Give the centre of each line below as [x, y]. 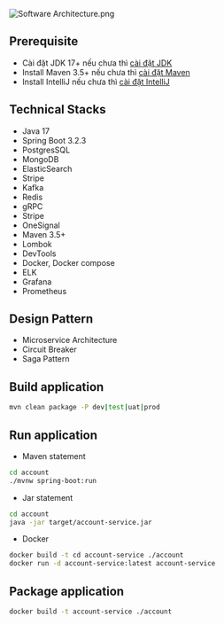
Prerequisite [44, 41]
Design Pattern [51, 319]
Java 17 [36, 131]
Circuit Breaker [49, 349]
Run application [54, 435]
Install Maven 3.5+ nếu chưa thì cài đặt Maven [106, 72]
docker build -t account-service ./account [91, 612]
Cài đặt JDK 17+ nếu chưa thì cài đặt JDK [97, 63]
